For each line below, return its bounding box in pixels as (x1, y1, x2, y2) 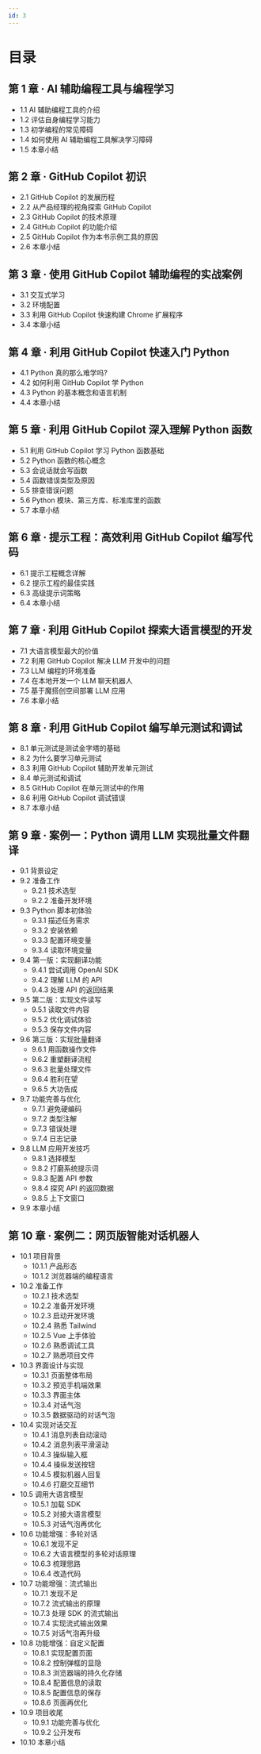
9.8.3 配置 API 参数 (31, 1174, 93, 1183)
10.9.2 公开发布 (31, 1727, 81, 1737)
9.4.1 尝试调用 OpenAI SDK (31, 965, 119, 975)
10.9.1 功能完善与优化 (31, 1717, 100, 1727)
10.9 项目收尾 (19, 1707, 63, 1717)
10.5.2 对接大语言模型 (31, 1509, 102, 1518)
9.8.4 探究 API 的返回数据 (31, 1183, 115, 1193)
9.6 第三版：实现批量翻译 (19, 1035, 102, 1044)
